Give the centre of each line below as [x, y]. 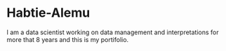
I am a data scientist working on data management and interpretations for [113, 32]
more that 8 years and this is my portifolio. [68, 39]
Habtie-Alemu [48, 13]
